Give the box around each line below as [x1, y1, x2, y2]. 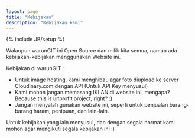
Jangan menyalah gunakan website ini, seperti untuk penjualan [14, 101, 168, 109]
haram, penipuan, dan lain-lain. [33, 107, 109, 115]
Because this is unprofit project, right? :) [14, 95, 113, 102]
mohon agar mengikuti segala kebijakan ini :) [6, 125, 115, 133]
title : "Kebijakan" [6, 14, 54, 20]
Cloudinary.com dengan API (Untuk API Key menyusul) [14, 83, 148, 90]
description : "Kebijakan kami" [6, 19, 83, 25]
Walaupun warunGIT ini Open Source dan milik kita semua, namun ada [6, 47, 177, 54]
